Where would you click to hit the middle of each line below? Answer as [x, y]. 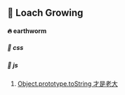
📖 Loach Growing [45, 13]
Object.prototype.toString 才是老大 [67, 84]
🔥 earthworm [27, 31]
